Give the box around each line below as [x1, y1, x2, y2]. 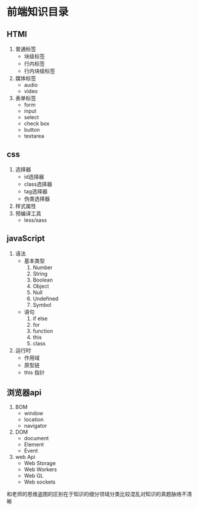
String [32, 270, 48, 277]
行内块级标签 [24, 68, 55, 74]
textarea [24, 133, 45, 139]
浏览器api [6, 388, 42, 398]
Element [24, 441, 44, 448]
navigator [24, 422, 48, 430]
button [24, 126, 41, 133]
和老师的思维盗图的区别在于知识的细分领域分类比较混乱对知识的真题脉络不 [6, 491, 187, 498]
